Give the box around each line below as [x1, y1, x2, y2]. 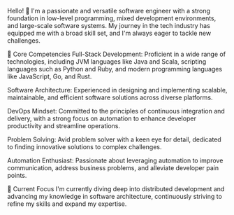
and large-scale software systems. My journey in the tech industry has [7, 22, 211, 29]
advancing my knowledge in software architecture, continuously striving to [7, 193, 222, 200]
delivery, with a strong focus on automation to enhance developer [7, 114, 197, 123]
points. [7, 172, 27, 179]
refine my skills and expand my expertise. [7, 200, 127, 208]
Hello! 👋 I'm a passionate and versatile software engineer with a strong [7, 7, 211, 15]
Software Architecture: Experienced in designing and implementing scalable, [7, 86, 228, 94]
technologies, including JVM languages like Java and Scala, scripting [7, 57, 207, 66]
